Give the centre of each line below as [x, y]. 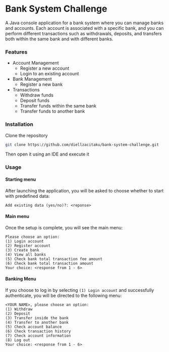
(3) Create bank [22, 250]
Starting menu [21, 179]
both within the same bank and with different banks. [59, 39]
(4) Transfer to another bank [37, 322]
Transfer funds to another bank [52, 111]
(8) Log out [18, 340]
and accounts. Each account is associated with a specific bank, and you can [84, 28]
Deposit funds [35, 100]
